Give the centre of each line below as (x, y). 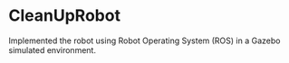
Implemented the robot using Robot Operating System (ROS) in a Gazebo (144, 40)
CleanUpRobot (65, 16)
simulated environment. (53, 49)
